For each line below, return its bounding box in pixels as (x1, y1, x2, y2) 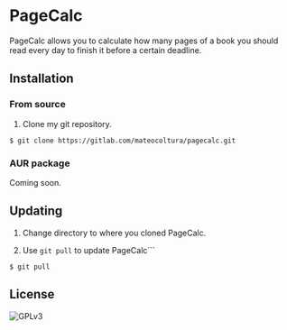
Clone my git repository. (22, 118, 113, 129)
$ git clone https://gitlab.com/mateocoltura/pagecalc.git (9, 136, 236, 145)
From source (9, 98, 66, 111)
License (9, 287, 55, 302)
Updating (9, 204, 63, 219)
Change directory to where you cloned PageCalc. (22, 227, 207, 238)
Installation (9, 71, 74, 87)
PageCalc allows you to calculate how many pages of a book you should (9, 35, 279, 46)
